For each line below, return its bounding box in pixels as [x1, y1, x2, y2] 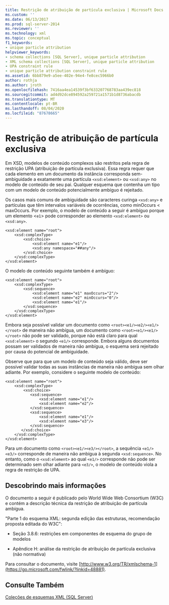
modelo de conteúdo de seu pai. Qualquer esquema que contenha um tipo [5, 181, 160, 188]
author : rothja [5, 78, 37, 83]
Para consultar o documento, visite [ [5, 561, 81, 567]
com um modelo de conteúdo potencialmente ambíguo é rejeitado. [5, 187, 144, 193]
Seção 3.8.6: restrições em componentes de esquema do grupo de [12, 530, 152, 536]
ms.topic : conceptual [5, 36, 51, 41]
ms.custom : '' [5, 12, 35, 17]
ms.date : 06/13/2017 [5, 17, 49, 22]
